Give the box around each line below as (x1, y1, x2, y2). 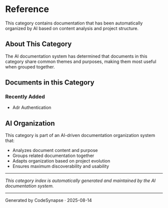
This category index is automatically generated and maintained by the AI (5, 177, 156, 183)
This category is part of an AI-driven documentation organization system (5, 132, 155, 138)
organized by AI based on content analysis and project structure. (5, 25, 139, 31)
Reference (5, 3, 49, 15)
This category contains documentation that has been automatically (5, 20, 143, 26)
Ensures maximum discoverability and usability (12, 163, 109, 169)
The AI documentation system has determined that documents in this (5, 53, 147, 59)
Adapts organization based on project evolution (12, 158, 110, 164)
